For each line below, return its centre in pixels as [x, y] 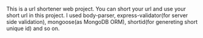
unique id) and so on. [33, 28]
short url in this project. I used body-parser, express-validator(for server [97, 15]
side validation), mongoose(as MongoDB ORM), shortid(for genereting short [102, 22]
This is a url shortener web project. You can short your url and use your [96, 9]
